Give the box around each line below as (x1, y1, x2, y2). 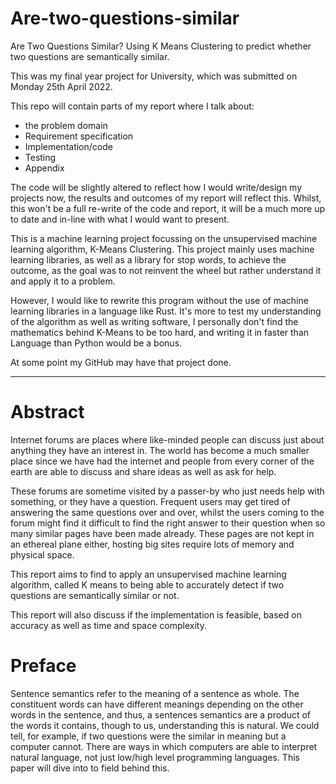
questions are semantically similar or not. (10, 589, 180, 601)
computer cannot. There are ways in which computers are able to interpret (10, 740, 318, 752)
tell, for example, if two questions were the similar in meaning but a (10, 730, 287, 742)
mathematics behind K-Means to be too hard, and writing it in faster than (10, 326, 310, 338)
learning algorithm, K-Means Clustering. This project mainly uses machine (10, 243, 315, 255)
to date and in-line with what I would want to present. (10, 213, 230, 225)
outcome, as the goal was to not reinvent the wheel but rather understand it (10, 264, 322, 276)
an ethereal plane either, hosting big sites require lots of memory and (10, 538, 295, 550)
